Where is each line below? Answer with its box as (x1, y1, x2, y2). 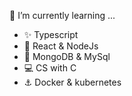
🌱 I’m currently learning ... (9, 10, 116, 21)
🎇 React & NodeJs (23, 40, 99, 52)
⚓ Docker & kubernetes (23, 76, 122, 88)
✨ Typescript (23, 29, 79, 40)
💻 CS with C (23, 62, 77, 74)
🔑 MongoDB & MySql (23, 51, 111, 62)
